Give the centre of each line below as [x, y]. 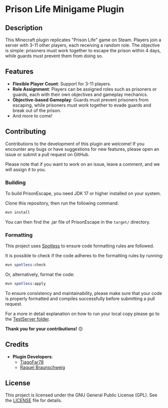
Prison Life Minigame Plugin [65, 9]
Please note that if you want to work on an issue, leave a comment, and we [82, 164]
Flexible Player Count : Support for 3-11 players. [62, 83]
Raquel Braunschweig [42, 367]
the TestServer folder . [28, 319]
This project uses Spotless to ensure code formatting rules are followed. [80, 246]
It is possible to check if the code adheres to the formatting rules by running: [84, 256]
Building [16, 182]
